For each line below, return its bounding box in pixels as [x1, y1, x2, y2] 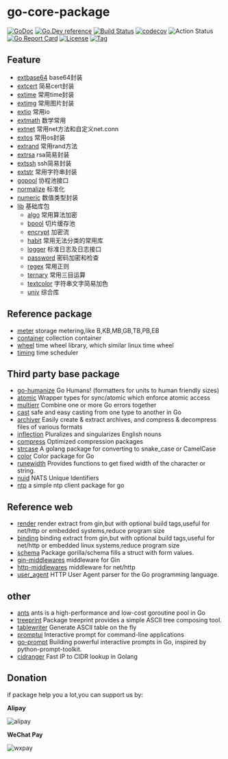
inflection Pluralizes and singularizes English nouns [16, 430, 162, 438]
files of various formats [16, 423, 83, 431]
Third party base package [7, 368, 120, 380]
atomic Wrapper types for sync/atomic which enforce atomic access [16, 394, 211, 402]
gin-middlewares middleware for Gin [16, 556, 121, 564]
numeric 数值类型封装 [16, 193, 79, 201]
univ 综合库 [27, 288, 60, 296]
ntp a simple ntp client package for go [16, 482, 125, 490]
